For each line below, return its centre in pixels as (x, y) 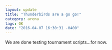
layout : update (21, 10)
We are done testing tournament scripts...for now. (56, 42)
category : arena (22, 19)
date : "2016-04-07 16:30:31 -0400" (42, 28)
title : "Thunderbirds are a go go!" (43, 14)
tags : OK (14, 24)
